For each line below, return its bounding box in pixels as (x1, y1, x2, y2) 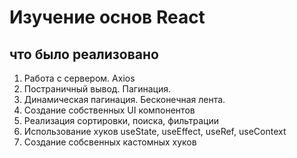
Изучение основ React (9, 6, 206, 29)
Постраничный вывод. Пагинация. (23, 83, 171, 95)
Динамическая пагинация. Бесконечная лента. (23, 94, 226, 105)
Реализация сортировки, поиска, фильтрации (23, 115, 220, 126)
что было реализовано (9, 46, 159, 63)
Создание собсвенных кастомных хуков (23, 136, 197, 148)
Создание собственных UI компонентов (23, 104, 196, 116)
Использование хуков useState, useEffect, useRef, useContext (23, 126, 287, 137)
